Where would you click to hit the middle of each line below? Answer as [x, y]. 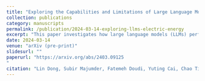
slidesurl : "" [24, 52]
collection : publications [39, 18]
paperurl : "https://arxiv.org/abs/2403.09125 [65, 57]
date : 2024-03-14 [28, 40]
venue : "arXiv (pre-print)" [42, 46]
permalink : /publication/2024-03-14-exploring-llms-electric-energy [95, 29]
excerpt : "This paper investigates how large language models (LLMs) [97, 35]
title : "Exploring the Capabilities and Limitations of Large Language [99, 12]
